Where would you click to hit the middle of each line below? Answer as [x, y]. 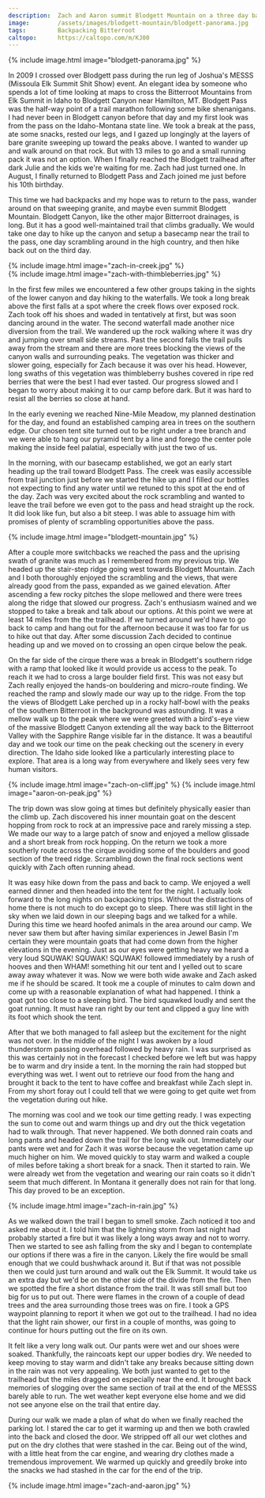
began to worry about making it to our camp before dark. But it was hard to [130, 390]
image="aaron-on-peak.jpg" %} [60, 793]
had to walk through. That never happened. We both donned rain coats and [131, 1132]
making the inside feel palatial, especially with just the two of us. [113, 448]
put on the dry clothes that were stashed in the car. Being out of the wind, [128, 1445]
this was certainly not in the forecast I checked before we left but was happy [132, 1057]
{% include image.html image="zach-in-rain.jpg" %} [93, 1206]
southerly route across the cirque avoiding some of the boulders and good [129, 850]
